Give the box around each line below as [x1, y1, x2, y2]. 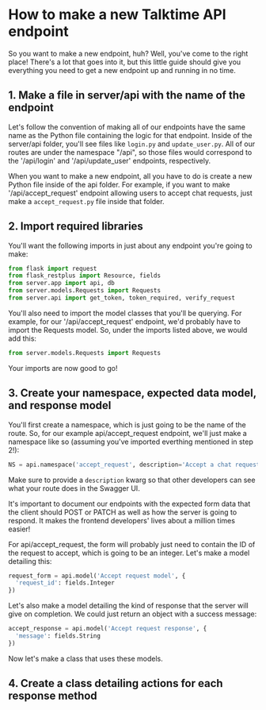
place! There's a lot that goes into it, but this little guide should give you [8, 57, 241, 67]
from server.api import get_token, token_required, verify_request [8, 294, 236, 303]
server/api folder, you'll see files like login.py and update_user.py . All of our [8, 139, 256, 149]
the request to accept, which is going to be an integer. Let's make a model [8, 548, 250, 558]
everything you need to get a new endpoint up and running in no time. [8, 65, 236, 75]
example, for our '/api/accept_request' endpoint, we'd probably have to [8, 316, 241, 326]
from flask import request [8, 264, 97, 272]
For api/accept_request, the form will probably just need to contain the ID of [8, 539, 256, 549]
